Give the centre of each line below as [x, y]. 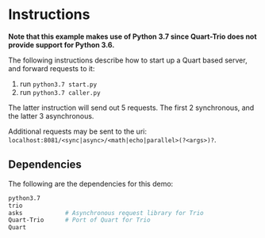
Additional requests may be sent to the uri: [77, 131]
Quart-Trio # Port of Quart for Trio [79, 220]
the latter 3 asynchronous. [51, 115]
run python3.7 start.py [58, 84]
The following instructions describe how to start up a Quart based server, [128, 60]
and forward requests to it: [52, 68]
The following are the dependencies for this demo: [91, 183]
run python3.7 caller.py [60, 92]
